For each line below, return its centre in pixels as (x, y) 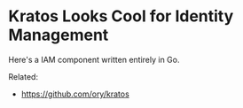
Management (59, 35)
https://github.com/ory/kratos (75, 94)
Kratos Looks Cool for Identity (121, 16)
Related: (24, 76)
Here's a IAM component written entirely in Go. (94, 59)
